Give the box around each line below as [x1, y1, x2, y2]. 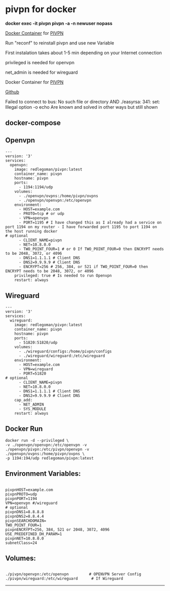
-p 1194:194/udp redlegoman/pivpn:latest [5, 456, 94, 461]
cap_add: [14, 397, 33, 402]
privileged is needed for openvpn [5, 59, 75, 65]
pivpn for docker [5, 4, 77, 15]
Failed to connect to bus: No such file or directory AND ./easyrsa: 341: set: [5, 99, 160, 105]
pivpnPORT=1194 [5, 496, 37, 501]
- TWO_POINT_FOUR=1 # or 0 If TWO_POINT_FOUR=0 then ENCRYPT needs [18, 247, 164, 252]
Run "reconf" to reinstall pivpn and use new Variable [5, 39, 114, 46]
